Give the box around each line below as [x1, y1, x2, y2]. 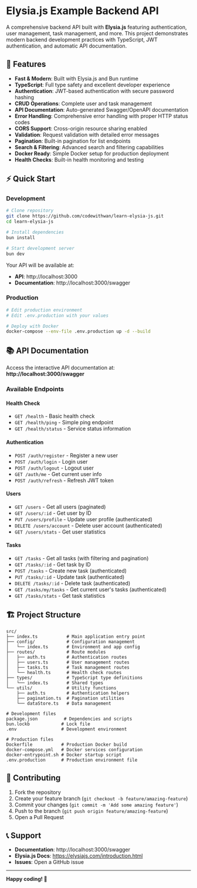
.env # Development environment [6, 726, 127, 732]
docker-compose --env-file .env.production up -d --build [6, 329, 151, 334]
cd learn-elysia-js [6, 219, 54, 224]
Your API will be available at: [6, 262, 74, 269]
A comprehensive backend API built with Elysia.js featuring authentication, [6, 24, 187, 31]
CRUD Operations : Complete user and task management [14, 100, 152, 107]
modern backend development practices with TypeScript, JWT [6, 36, 158, 43]
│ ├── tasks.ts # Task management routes [6, 664, 130, 671]
